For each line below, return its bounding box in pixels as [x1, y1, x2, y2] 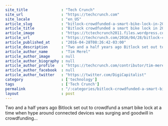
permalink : [5, 86, 64, 91]
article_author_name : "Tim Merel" [5, 49, 91, 54]
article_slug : [5, 21, 64, 26]
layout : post [5, 91, 75, 96]
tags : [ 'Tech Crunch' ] [5, 81, 99, 86]
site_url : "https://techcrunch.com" [5, 12, 120, 17]
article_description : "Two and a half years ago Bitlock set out [5, 44, 157, 49]
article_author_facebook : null [5, 68, 75, 73]
